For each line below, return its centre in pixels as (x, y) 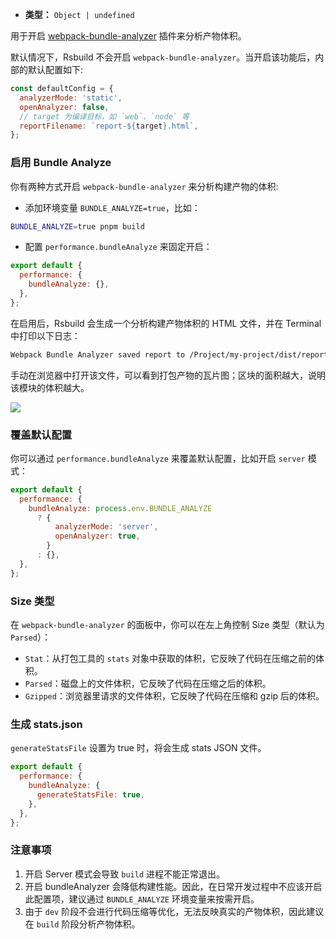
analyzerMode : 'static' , (71, 98)
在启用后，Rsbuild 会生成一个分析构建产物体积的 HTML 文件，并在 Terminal (166, 323)
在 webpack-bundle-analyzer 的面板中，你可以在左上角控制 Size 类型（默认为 (167, 625)
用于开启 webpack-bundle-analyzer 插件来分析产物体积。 (128, 36)
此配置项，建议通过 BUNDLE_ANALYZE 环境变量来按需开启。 (142, 899)
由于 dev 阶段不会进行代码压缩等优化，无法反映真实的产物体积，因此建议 (174, 911)
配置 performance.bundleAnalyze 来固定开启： (118, 247)
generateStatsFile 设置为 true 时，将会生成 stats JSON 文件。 (138, 748)
